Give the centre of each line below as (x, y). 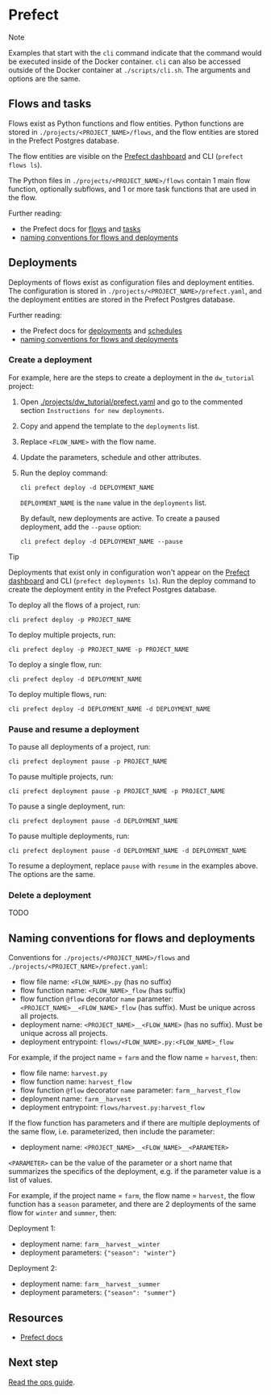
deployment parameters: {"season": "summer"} (98, 1293)
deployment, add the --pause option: (81, 527)
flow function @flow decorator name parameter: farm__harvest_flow (130, 1090)
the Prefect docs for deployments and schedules (101, 330)
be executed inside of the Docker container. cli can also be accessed (125, 61)
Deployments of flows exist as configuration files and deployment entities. (131, 282)
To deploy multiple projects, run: (62, 634)
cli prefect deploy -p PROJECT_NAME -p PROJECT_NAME (99, 649)
